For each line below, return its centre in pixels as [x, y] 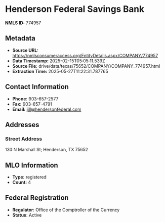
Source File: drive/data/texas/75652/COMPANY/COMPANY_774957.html [86, 66]
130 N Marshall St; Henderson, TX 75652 [47, 150]
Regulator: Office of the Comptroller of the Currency [66, 210]
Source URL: [25, 50]
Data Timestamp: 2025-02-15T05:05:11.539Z [59, 61]
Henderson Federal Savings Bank [75, 9]
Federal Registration [37, 198]
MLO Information [32, 165]
